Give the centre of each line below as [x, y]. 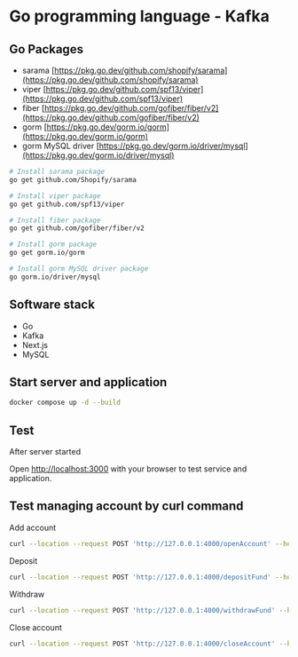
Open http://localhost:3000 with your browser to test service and [128, 469]
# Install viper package [55, 196]
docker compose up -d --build [65, 403]
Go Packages [47, 49]
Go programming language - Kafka [140, 16]
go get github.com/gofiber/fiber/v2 [77, 228]
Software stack [52, 305]
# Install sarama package [57, 171]
